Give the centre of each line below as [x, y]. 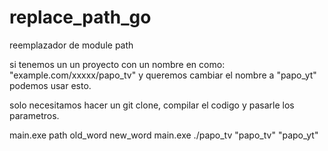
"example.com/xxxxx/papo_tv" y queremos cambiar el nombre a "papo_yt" [163, 75]
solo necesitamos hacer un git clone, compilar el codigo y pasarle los [152, 105]
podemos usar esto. [50, 85]
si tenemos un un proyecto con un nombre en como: [117, 64]
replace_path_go [80, 17]
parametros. [34, 115]
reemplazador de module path [71, 45]
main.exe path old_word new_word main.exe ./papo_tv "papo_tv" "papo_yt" [164, 135]
